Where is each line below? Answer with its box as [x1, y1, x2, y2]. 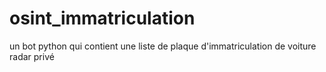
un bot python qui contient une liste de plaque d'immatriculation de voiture [9, 40, 317, 52]
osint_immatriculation [9, 7, 196, 30]
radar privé [9, 50, 55, 62]
